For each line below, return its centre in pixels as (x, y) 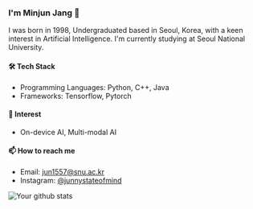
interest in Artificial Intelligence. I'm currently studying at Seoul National (127, 39)
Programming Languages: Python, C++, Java (95, 87)
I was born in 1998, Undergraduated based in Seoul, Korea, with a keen (126, 31)
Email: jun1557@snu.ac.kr (62, 171)
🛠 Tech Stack (32, 66)
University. (26, 47)
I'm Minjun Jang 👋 (44, 13)
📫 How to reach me (42, 151)
